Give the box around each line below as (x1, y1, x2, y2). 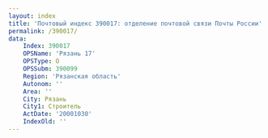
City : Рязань (23, 95, 67, 103)
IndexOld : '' (23, 118, 67, 126)
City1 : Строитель (23, 102, 82, 110)
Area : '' (23, 87, 53, 96)
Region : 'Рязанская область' (23, 72, 121, 80)
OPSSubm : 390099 (23, 65, 79, 73)
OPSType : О (23, 58, 60, 66)
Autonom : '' (23, 80, 63, 88)
